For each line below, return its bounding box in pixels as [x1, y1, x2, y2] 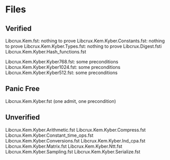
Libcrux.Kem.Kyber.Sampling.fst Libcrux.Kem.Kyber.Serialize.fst [5, 148, 140, 155]
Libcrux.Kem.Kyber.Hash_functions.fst [5, 49, 86, 55]
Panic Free [5, 84, 40, 93]
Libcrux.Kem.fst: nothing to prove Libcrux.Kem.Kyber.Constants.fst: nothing [5, 38, 165, 44]
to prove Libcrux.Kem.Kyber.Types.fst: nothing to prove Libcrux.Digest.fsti [5, 43, 162, 49]
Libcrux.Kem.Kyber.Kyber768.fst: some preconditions [5, 59, 119, 65]
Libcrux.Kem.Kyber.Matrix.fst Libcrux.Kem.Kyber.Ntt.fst [5, 143, 122, 149]
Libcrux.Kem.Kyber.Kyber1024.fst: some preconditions [5, 64, 121, 70]
